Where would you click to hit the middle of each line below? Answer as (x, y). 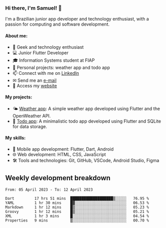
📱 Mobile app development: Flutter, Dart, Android (63, 149)
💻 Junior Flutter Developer (40, 53)
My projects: (19, 97)
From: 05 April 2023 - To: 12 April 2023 (49, 190)
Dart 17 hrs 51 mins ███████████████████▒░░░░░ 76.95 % (77, 198)
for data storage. (30, 126)
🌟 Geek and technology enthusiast (48, 47)
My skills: (16, 138)
